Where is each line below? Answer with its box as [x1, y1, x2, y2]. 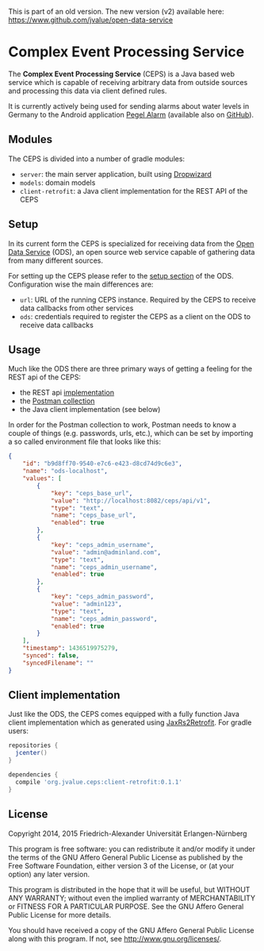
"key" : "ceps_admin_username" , [50, 541, 155, 549]
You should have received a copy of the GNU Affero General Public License [8, 925, 254, 935]
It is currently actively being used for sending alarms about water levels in [8, 101, 250, 110]
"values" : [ [22, 475, 62, 483]
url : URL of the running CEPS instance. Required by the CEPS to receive [19, 295, 256, 304]
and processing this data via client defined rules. [8, 86, 167, 95]
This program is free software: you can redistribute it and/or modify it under [8, 844, 255, 853]
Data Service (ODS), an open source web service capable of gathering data [8, 247, 255, 256]
